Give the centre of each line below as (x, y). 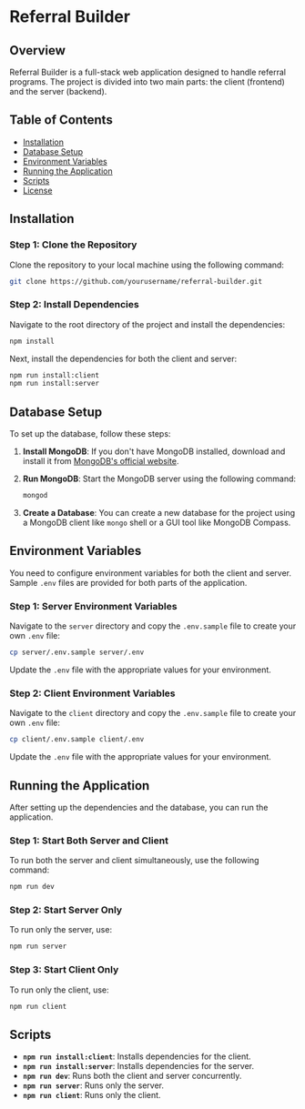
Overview (38, 50)
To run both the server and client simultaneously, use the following (134, 861)
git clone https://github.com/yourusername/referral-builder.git (136, 281)
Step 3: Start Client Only (64, 970)
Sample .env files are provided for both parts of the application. (128, 582)
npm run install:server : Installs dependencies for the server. (138, 1066)
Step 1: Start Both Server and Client (89, 841)
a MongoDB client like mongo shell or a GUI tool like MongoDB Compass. (157, 522)
